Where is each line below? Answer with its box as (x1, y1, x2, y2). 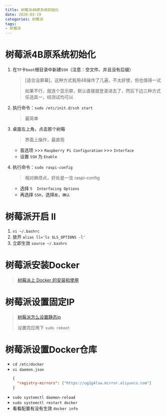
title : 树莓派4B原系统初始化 (5, 7, 59, 13)
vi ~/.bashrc (12, 229, 40, 234)
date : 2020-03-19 (5, 12, 41, 17)
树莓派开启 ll (5, 211, 56, 223)
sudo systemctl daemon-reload (12, 395, 76, 400)
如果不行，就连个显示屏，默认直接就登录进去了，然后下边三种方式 (24, 88, 161, 94)
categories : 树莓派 (5, 17, 43, 22)
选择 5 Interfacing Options (19, 186, 80, 192)
